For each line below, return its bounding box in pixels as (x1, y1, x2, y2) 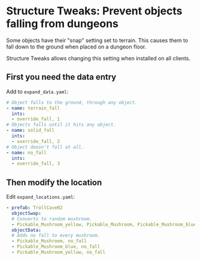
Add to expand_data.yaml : (6, 88, 69, 95)
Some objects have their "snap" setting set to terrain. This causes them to (6, 37, 188, 44)
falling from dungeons (6, 17, 118, 31)
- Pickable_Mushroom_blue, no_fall (11, 244, 100, 250)
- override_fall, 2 (11, 138, 60, 144)
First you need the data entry (6, 72, 117, 82)
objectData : (11, 227, 42, 233)
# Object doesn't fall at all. (6, 144, 84, 150)
